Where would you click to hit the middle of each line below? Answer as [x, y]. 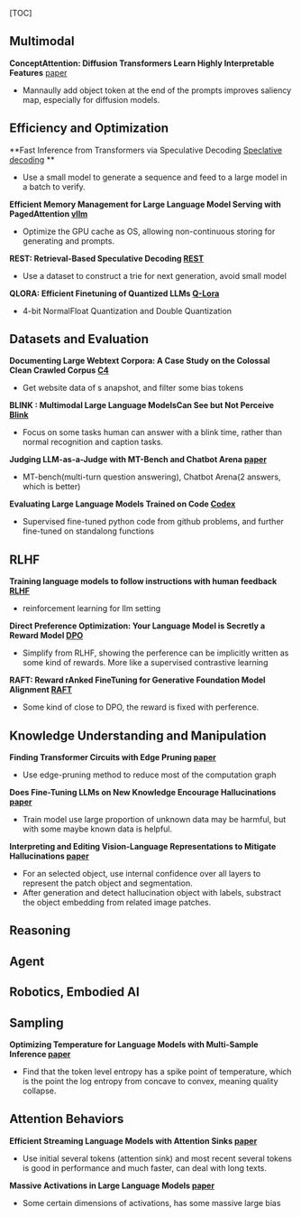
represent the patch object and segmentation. [107, 883]
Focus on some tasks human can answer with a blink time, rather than [152, 432]
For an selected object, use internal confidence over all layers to [141, 874]
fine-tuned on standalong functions [88, 531]
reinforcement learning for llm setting [91, 608]
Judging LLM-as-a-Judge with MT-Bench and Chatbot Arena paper [138, 460]
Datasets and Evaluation [79, 339]
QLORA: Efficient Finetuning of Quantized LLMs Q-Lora [114, 293]
